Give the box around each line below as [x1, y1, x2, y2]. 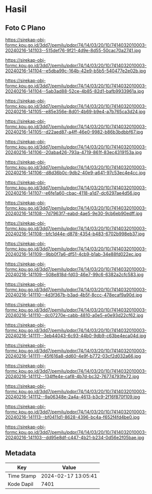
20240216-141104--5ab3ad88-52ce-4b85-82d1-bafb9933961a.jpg [5, 88, 144, 94]
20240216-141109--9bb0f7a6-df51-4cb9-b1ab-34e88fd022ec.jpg [5, 251, 141, 257]
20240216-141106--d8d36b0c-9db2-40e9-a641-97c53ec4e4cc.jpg [5, 170, 146, 176]
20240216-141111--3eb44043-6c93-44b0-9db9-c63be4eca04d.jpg [5, 333, 146, 339]
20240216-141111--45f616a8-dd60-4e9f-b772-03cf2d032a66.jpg [5, 353, 141, 359]
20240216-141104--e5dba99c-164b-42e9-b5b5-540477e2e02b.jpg [5, 68, 146, 74]
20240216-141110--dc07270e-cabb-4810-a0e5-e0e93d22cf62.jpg [5, 312, 143, 318]
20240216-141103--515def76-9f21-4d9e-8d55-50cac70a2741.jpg [5, 48, 141, 53]
